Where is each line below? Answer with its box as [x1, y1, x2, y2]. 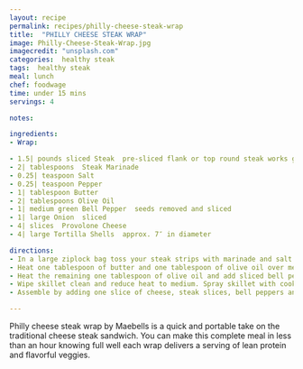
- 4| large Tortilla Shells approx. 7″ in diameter [9, 230, 212, 239]
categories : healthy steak [9, 55, 115, 64]
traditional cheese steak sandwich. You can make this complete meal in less [9, 330, 291, 341]
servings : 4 [9, 97, 54, 106]
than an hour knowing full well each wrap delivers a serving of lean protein [9, 340, 287, 350]
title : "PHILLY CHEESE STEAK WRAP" [9, 30, 147, 39]
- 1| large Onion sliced [9, 213, 106, 222]
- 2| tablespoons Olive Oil [9, 196, 115, 206]
